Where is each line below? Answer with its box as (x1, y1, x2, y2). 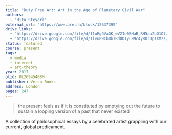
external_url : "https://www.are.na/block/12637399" (5, 22, 118, 27)
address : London (5, 84, 40, 89)
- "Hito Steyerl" (10, 17, 47, 22)
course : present (5, 46, 40, 51)
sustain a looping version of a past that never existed (17, 108, 130, 114)
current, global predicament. (5, 124, 66, 130)
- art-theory (10, 65, 38, 70)
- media (10, 55, 27, 61)
